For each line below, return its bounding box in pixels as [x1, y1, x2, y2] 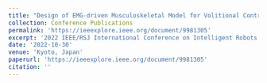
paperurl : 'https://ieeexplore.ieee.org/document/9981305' [8, 56, 208, 64]
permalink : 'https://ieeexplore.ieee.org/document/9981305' [8, 26, 212, 34]
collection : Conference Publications [8, 19, 133, 27]
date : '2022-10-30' [8, 41, 73, 49]
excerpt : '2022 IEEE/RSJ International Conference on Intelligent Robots [8, 33, 258, 42]
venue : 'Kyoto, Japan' [8, 48, 83, 56]
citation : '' [8, 63, 52, 71]
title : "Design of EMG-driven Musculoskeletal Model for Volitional [8, 11, 240, 20]
